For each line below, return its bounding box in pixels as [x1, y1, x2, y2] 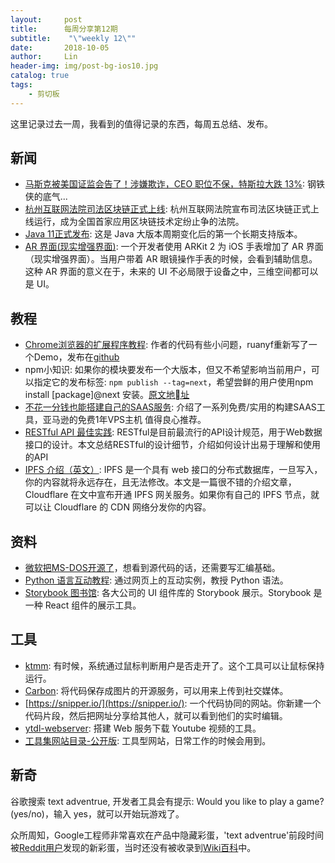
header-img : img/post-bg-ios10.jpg [10, 61, 159, 71]
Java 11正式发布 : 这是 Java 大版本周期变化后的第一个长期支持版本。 [24, 228, 303, 240]
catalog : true [10, 71, 70, 81]
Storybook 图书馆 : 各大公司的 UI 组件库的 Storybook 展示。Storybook [24, 587, 312, 599]
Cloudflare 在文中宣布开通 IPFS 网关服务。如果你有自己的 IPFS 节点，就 [24, 489, 320, 501]
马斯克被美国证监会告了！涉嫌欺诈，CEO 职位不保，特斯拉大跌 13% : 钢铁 [24, 178, 326, 190]
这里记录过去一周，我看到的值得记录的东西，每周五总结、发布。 [10, 117, 273, 130]
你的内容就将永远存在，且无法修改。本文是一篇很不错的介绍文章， [24, 476, 297, 488]
